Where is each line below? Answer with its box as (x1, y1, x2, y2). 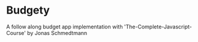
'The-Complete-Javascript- (124, 23, 192, 30)
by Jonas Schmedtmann (26, 29, 88, 36)
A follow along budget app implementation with (6, 23, 123, 30)
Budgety (6, 4, 50, 17)
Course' (6, 29, 26, 36)
